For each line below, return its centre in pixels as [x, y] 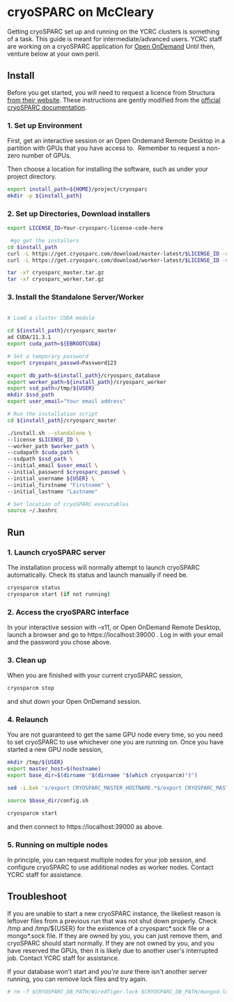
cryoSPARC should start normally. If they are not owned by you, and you [111, 943]
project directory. [32, 177]
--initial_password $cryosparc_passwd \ [67, 472]
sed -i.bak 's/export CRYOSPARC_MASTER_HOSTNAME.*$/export [95, 788]
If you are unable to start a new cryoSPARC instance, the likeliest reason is [114, 913]
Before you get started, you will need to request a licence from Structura [111, 92]
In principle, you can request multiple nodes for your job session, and [107, 860]
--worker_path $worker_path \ [51, 446]
